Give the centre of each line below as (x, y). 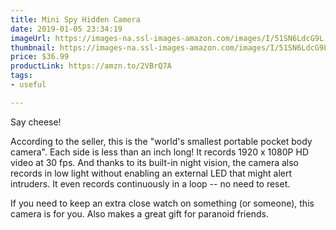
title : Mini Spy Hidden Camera (75, 19)
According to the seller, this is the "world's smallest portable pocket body (161, 141)
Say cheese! (36, 122)
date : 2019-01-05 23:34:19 (66, 29)
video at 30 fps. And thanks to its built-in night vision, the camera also (155, 162)
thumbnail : (33, 47)
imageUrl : (31, 38)
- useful (28, 85)
